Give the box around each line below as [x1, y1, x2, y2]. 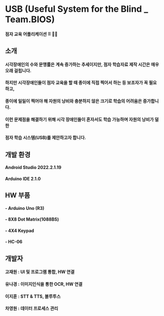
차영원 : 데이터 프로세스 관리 [5, 306, 58, 312]
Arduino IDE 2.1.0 [5, 175, 41, 181]
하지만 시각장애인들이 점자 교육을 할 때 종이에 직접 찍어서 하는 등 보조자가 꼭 [5, 80, 148, 86]
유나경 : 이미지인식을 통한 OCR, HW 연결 [5, 281, 82, 287]
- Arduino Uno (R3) [5, 205, 45, 211]
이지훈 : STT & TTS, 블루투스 [5, 293, 61, 299]
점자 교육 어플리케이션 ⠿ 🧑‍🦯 [5, 31, 58, 37]
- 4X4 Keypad [5, 228, 34, 233]
